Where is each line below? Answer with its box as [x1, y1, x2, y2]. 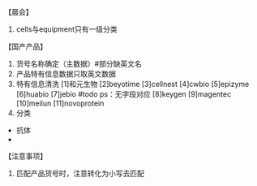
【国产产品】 [4, 41, 47, 51]
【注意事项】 [4, 151, 47, 161]
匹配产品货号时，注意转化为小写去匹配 [15, 169, 144, 178]
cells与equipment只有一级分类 [15, 24, 118, 34]
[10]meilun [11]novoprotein [15, 98, 105, 108]
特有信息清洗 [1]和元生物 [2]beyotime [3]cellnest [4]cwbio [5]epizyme [15, 80, 250, 89]
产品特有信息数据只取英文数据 [15, 69, 116, 79]
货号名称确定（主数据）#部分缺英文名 [15, 59, 142, 68]
